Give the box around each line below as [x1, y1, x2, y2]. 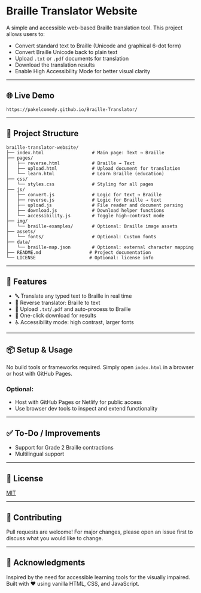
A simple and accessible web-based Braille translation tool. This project [6, 24, 183, 31]
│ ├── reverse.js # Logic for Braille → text [6, 197, 162, 203]
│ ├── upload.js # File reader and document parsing [6, 202, 184, 208]
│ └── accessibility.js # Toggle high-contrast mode [6, 212, 165, 218]
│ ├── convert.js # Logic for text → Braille [6, 191, 162, 197]
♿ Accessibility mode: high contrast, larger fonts [14, 319, 135, 326]
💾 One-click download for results [14, 312, 97, 319]
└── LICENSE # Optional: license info [6, 254, 154, 260]
